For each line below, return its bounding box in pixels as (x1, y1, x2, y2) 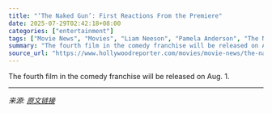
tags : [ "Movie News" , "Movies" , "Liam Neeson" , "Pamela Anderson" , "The (8, 34, 259, 43)
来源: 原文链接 (8, 96, 55, 105)
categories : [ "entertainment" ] (8, 27, 114, 35)
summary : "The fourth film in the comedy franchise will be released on (8, 42, 259, 50)
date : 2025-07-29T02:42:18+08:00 (8, 19, 121, 27)
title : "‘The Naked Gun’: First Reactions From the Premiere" (8, 11, 223, 20)
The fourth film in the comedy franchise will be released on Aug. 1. (8, 72, 230, 81)
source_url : (8, 49, 49, 57)
